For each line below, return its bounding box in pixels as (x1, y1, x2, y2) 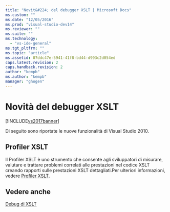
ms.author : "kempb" (5, 74, 47, 79)
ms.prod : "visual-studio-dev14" (5, 22, 74, 27)
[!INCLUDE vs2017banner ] (5, 118, 60, 124)
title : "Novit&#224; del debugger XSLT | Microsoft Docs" (5, 7, 132, 13)
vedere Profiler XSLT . (5, 173, 50, 179)
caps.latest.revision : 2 (5, 60, 58, 65)
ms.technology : (5, 36, 38, 41)
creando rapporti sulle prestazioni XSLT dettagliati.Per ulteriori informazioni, (5, 167, 165, 173)
